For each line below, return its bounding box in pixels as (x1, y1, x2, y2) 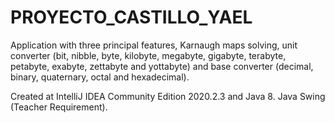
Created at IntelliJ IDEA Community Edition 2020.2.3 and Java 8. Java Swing (10, 90, 326, 102)
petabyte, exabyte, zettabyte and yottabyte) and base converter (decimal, (10, 60, 314, 72)
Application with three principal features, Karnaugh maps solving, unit (10, 39, 298, 51)
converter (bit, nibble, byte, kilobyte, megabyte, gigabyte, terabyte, (10, 49, 287, 61)
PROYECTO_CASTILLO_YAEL (10, 6, 253, 29)
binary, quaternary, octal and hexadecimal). (10, 71, 190, 83)
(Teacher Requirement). (10, 101, 108, 113)
